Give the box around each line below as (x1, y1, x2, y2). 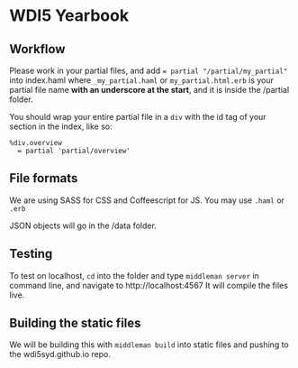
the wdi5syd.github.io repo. (9, 349, 111, 360)
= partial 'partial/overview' (17, 146, 131, 155)
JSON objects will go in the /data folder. (9, 220, 158, 231)
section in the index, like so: (9, 121, 113, 132)
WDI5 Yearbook (9, 5, 129, 26)
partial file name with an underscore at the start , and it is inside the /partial (9, 85, 290, 95)
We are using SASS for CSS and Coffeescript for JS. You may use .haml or (9, 195, 285, 206)
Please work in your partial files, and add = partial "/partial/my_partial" (9, 65, 288, 76)
